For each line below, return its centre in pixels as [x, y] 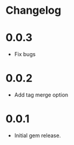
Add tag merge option [41, 95]
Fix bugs [25, 54]
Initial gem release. [37, 135]
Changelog [33, 10]
